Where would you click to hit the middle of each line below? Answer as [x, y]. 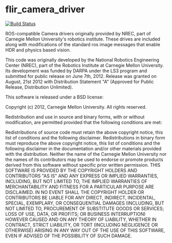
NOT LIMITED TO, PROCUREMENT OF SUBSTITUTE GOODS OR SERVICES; [85, 208]
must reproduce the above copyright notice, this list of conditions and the [83, 143]
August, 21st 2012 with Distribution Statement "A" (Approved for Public [80, 82]
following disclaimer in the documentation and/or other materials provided [83, 148]
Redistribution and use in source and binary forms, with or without [75, 117]
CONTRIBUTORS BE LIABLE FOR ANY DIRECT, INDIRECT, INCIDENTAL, [81, 197]
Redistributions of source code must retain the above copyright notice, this [84, 132]
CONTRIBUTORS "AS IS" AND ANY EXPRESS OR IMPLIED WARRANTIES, [82, 176]
